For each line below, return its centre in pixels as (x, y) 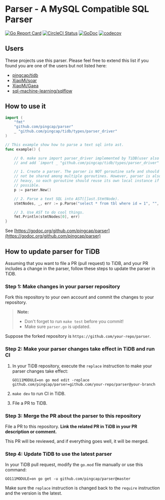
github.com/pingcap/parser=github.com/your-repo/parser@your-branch (84, 384)
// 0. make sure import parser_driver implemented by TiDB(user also (87, 158)
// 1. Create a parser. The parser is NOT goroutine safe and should (87, 172)
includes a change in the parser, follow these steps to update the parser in (80, 268)
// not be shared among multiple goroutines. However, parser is (82, 176)
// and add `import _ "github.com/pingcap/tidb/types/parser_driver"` (88, 163)
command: (16, 470)
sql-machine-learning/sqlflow (42, 91)
